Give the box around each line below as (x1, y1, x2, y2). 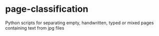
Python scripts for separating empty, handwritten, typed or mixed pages (5, 20, 154, 26)
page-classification (5, 3, 88, 15)
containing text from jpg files (5, 25, 64, 31)
